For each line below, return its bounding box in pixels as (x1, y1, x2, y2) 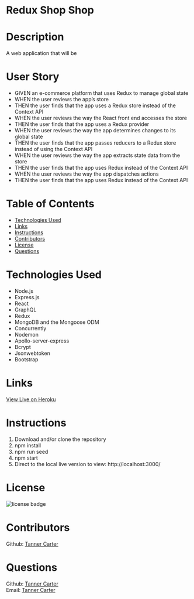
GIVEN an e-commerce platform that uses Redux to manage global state (14, 90, 189, 97)
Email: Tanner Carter (6, 586, 56, 593)
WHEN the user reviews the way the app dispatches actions (14, 170, 159, 177)
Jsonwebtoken (14, 350, 51, 357)
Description (6, 30, 64, 44)
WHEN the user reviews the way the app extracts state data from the (14, 152, 180, 159)
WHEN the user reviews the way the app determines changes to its (14, 127, 176, 134)
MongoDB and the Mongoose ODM (14, 319, 99, 326)
